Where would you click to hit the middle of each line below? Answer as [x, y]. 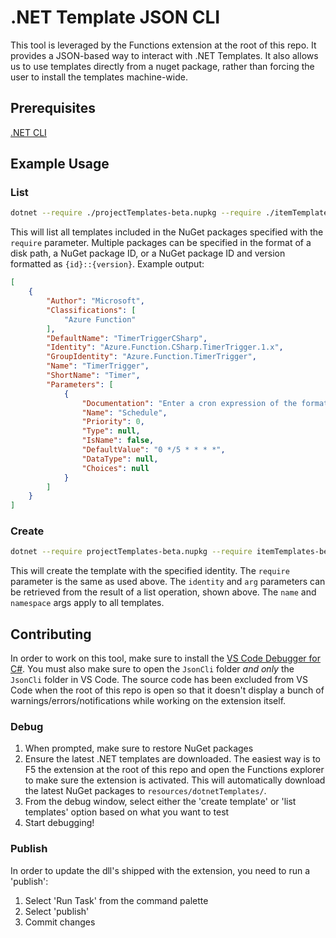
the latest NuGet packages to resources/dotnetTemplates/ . [145, 791]
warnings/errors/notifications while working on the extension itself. [148, 701]
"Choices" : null [115, 468]
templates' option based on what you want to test [127, 812]
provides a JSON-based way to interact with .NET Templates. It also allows [164, 55]
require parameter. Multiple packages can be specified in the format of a [161, 243]
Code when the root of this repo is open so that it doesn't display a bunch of [167, 690]
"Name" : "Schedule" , [124, 412]
